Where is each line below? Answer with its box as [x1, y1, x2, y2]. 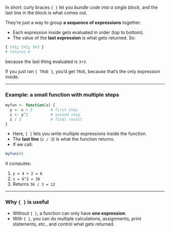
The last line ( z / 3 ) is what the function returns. [12, 136, 115, 142]
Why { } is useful [5, 198, 49, 206]
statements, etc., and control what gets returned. [12, 221, 115, 227]
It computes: [5, 160, 32, 167]
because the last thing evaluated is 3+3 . [5, 58, 88, 64]
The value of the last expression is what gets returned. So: [12, 35, 136, 41]
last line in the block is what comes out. [5, 10, 88, 16]
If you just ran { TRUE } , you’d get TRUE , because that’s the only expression [5, 68, 160, 74]
